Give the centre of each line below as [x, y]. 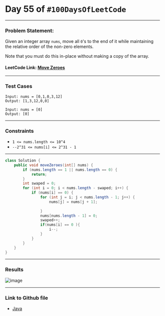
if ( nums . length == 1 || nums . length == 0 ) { [70, 170]
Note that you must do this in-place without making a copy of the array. [77, 56]
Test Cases [19, 86]
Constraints [20, 131]
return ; [39, 174]
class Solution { [23, 161]
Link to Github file [27, 298]
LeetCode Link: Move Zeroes [35, 67]
